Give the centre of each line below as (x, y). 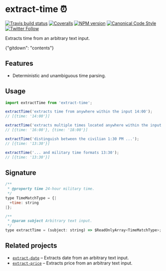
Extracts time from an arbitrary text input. (48, 38)
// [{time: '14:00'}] (28, 116)
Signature (21, 173)
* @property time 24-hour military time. (51, 189)
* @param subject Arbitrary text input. (50, 221)
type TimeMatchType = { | (31, 198)
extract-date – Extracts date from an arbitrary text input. (71, 258)
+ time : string (24, 203)
